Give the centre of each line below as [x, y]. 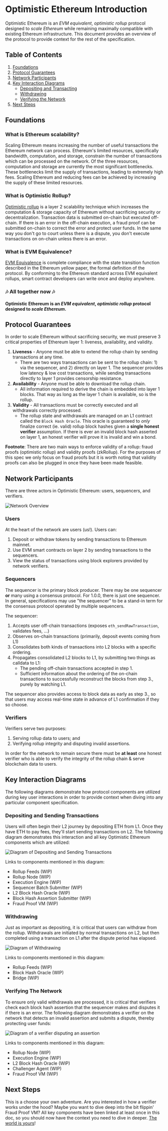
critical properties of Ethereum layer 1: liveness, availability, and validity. [79, 342]
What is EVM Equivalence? [39, 252]
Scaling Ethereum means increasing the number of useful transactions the [82, 145]
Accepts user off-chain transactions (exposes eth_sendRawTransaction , [86, 625]
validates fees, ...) [31, 631]
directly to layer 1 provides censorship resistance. [71, 379]
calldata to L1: [27, 663]
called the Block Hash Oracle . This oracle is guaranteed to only [85, 421]
